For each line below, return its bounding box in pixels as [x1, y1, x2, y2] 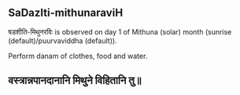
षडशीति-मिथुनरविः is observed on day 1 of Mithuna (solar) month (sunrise [8, 27, 232, 36]
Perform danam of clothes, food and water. [8, 51, 148, 60]
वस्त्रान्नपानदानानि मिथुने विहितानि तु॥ [8, 74, 142, 87]
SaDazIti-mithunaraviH [8, 6, 124, 20]
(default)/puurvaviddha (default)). [8, 35, 117, 46]
